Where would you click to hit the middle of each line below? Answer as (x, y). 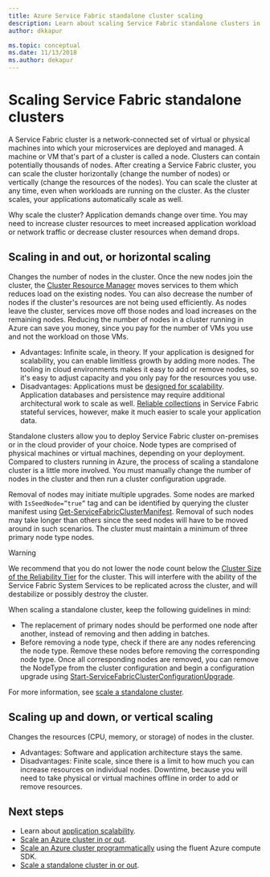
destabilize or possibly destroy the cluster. (78, 594)
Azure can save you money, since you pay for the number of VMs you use (131, 327)
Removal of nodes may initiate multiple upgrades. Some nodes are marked (131, 494)
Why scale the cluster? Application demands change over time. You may (128, 215)
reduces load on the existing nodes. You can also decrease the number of (131, 294)
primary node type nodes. (51, 537)
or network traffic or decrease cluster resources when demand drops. (124, 232)
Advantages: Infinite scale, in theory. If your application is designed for (137, 352)
